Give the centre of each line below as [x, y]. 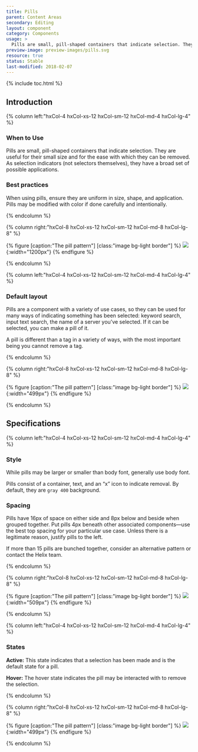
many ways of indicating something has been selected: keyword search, [94, 316]
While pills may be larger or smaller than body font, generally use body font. [98, 472]
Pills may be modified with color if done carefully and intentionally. [87, 204]
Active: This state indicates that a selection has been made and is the [91, 660]
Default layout [27, 296]
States [16, 647]
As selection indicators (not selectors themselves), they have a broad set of [98, 163]
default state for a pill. [33, 666]
